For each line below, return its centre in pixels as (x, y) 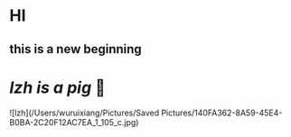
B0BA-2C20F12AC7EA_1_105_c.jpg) (74, 122)
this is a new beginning (75, 49)
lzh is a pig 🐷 (57, 87)
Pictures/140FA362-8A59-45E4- (222, 113)
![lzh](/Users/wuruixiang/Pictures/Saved (84, 113)
